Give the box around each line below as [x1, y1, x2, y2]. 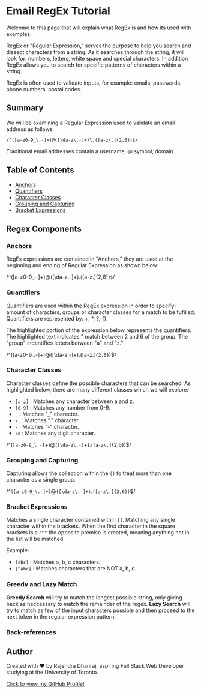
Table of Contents [6, 165, 75, 175]
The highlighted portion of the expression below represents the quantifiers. [6, 326, 192, 334]
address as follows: [6, 125, 55, 133]
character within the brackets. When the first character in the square [6, 522, 176, 530]
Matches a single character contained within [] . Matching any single [6, 516, 176, 524]
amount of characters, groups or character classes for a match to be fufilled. [6, 308, 196, 316]
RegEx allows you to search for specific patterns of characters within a [6, 61, 181, 68]
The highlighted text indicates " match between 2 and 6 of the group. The [6, 333, 188, 340]
